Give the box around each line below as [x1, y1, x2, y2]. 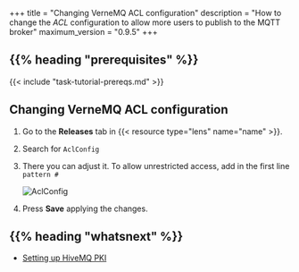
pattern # [21, 170, 60, 179]
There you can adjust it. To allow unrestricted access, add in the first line [21, 160, 290, 171]
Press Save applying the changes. [21, 203, 149, 214]
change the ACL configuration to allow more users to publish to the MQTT [9, 17, 281, 28]
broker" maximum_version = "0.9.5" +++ [9, 27, 158, 37]
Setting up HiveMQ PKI [21, 252, 107, 263]
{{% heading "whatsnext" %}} [9, 229, 184, 244]
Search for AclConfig [21, 143, 100, 154]
